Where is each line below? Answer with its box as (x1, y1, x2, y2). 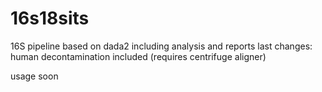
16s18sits (10, 7, 90, 30)
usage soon (10, 70, 59, 82)
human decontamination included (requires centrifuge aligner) (10, 50, 267, 62)
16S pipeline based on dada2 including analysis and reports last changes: (10, 40, 313, 52)
